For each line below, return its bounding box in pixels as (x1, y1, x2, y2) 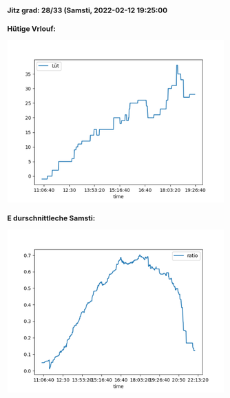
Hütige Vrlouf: (7, 23, 56, 33)
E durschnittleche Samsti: (7, 213, 96, 223)
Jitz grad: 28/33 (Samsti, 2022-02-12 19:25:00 (7, 6, 168, 15)
